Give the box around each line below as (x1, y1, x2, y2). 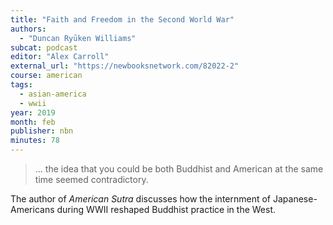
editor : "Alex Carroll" (10, 52, 110, 62)
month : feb (10, 117, 56, 127)
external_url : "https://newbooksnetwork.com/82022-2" (10, 61, 240, 71)
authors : (10, 24, 47, 34)
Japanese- (272, 193, 318, 205)
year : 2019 (10, 107, 56, 118)
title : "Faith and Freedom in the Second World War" (10, 14, 235, 25)
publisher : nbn (10, 126, 74, 136)
